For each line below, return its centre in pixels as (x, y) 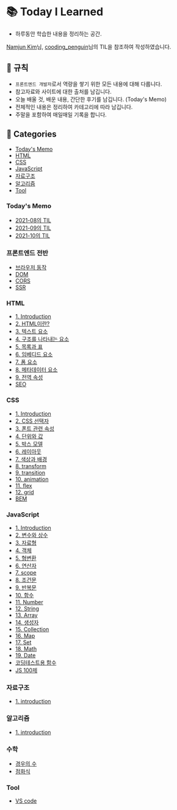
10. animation (32, 479)
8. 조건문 (26, 580)
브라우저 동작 (31, 268)
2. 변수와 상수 (31, 535)
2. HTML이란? (32, 324)
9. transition (30, 472)
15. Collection (32, 629)
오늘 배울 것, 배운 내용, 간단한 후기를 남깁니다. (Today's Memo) (91, 99)
